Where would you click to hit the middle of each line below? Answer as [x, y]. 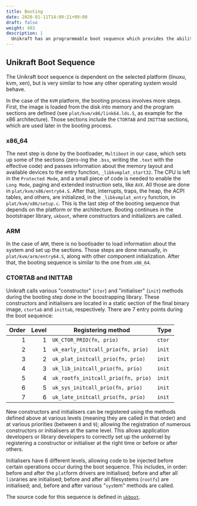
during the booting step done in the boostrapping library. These [83, 296]
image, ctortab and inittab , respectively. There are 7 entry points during [94, 309]
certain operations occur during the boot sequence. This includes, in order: [97, 467]
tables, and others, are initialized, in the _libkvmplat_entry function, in [91, 197]
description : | [25, 33]
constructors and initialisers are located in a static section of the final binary [98, 303]
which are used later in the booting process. [59, 125]
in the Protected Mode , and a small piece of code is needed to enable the [94, 178]
